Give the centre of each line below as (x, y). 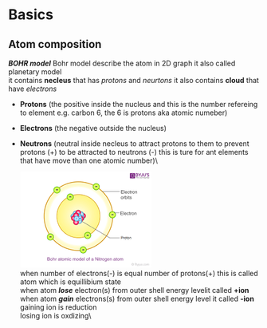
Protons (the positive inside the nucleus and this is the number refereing (139, 104)
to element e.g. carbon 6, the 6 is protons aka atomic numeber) (124, 113)
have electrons (33, 89)
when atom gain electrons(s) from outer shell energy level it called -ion (137, 298)
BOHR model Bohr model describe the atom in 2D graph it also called (122, 63)
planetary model (35, 72)
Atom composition (55, 44)
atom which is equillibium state (71, 282)
